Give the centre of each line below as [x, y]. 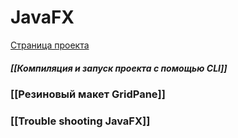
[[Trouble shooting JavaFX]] [80, 121]
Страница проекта [50, 45]
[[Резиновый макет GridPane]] [88, 94]
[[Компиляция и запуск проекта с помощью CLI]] [119, 68]
